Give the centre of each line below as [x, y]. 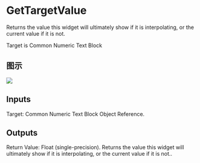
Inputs [19, 99]
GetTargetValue [47, 11]
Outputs [22, 133]
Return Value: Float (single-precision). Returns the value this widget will [95, 147]
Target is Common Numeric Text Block [54, 45]
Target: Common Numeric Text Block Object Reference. [76, 114]
